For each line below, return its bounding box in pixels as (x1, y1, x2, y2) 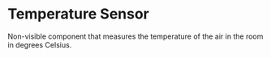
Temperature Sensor (7, 5, 149, 23)
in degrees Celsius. (7, 39, 72, 49)
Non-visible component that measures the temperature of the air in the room (7, 31, 264, 41)
